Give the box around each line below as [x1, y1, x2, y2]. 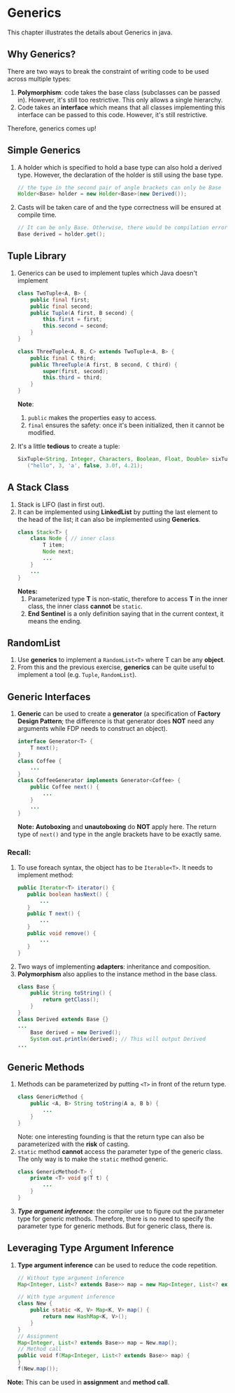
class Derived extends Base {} [17, 1016, 109, 1023]
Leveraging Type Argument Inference [7, 1242, 174, 1254]
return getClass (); [43, 996, 99, 1004]
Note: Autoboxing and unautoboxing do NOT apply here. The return [17, 822, 217, 830]
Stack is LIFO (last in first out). [17, 500, 105, 509]
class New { [17, 1300, 52, 1307]
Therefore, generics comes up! [7, 124, 97, 133]
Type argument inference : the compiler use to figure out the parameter [17, 1206, 225, 1215]
